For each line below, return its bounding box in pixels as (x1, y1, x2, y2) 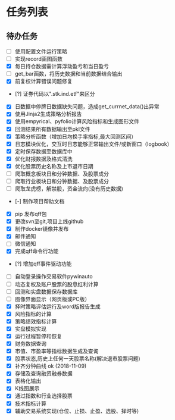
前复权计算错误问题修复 (14, 78, 73, 85)
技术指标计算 (14, 400, 46, 407)
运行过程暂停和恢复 (14, 333, 62, 340)
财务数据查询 (14, 340, 46, 347)
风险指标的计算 (14, 310, 52, 317)
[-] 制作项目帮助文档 (14, 198, 65, 205)
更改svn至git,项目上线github (14, 218, 84, 225)
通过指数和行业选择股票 (14, 392, 73, 399)
